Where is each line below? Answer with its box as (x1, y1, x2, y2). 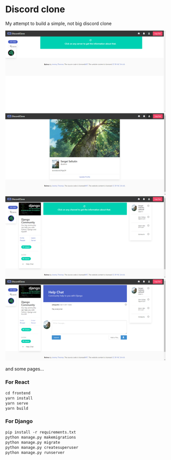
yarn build (5, 406, 28, 411)
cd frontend (5, 390, 31, 395)
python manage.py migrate (5, 440, 60, 445)
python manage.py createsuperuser (5, 445, 79, 450)
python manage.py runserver (5, 450, 65, 455)
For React (5, 378, 30, 385)
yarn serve (5, 400, 28, 406)
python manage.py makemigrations (5, 435, 76, 440)
